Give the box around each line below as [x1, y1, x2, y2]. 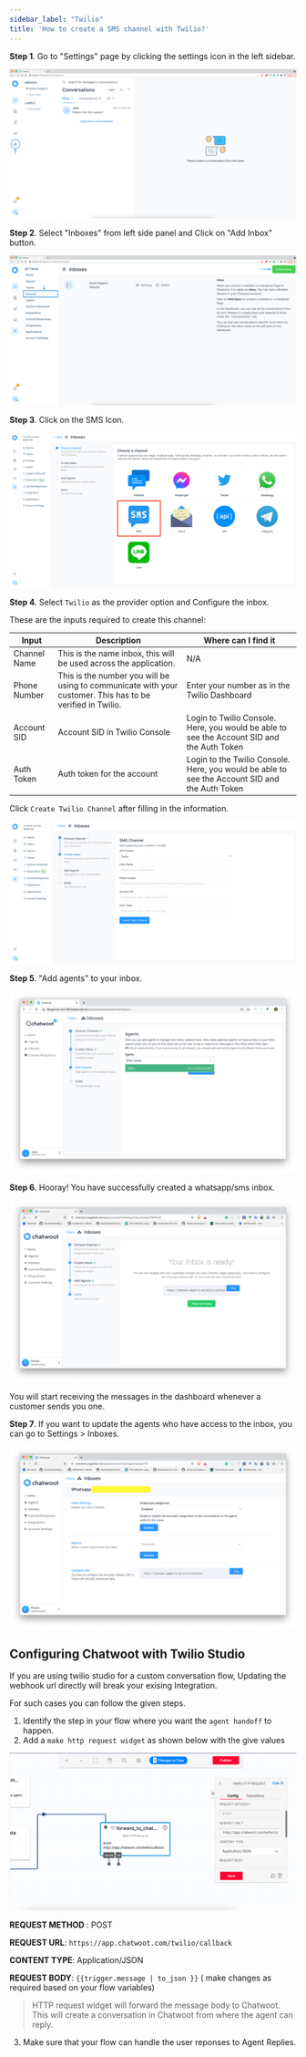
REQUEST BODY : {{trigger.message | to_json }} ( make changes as [9, 1972, 271, 1983]
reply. [31, 2019, 54, 2030]
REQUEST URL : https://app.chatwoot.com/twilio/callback [9, 1937, 232, 1948]
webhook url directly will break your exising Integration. [9, 1680, 218, 1691]
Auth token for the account [57, 769, 158, 780]
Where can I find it [203, 635, 276, 646]
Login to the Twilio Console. [186, 753, 291, 765]
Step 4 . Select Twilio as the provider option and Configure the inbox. [9, 597, 270, 608]
